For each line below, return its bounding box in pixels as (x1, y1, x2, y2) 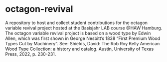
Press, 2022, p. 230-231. (5, 51, 56, 57)
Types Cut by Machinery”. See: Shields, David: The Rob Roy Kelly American (5, 40, 160, 46)
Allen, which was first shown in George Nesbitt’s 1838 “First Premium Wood (5, 35, 161, 41)
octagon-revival (5, 3, 73, 15)
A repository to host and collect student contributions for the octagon (5, 20, 148, 26)
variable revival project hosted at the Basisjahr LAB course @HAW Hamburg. (5, 25, 163, 31)
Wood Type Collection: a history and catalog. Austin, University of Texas (5, 46, 154, 52)
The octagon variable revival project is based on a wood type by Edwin (5, 30, 151, 36)
